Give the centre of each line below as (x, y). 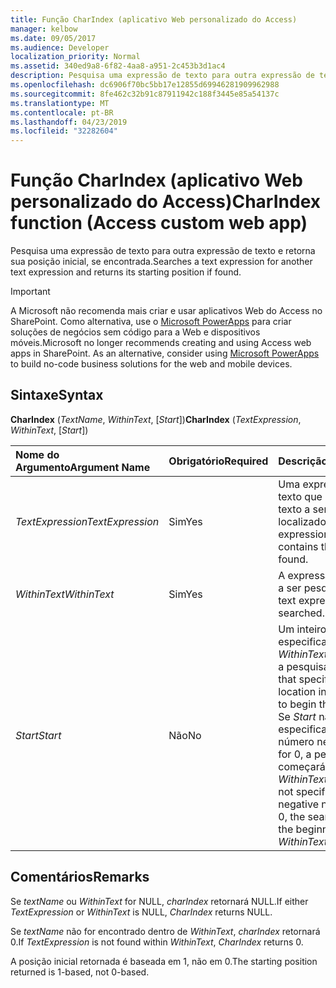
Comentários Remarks (80, 877)
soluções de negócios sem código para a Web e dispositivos (135, 332)
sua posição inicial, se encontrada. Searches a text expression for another (161, 262)
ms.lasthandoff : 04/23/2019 (69, 122)
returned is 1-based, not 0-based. (80, 972)
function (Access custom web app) (159, 223)
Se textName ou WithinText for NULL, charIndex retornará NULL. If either (159, 901)
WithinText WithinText (65, 594)
